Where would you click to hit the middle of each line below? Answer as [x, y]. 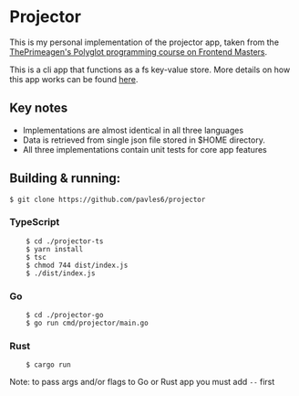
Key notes [39, 108]
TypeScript [35, 222]
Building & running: [65, 179]
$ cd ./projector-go [65, 316]
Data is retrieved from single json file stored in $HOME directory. [144, 140]
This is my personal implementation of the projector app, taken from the [144, 42]
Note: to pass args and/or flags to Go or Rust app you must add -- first [142, 382]
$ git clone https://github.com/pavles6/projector [108, 199]
